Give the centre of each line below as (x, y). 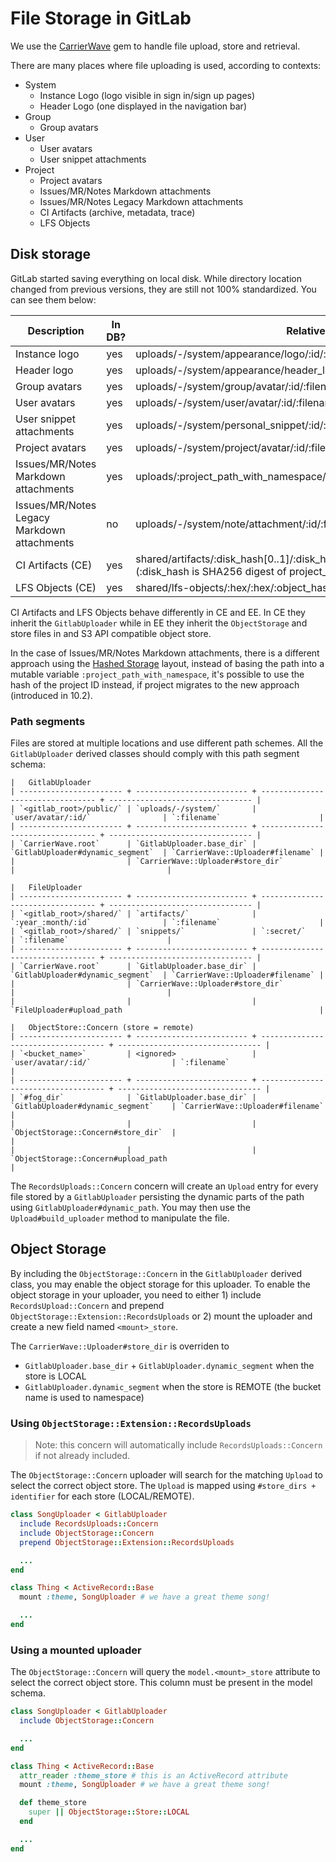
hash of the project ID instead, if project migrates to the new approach (155, 684)
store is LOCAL (55, 1376)
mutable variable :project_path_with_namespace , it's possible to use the (157, 674)
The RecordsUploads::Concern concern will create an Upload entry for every (164, 1186)
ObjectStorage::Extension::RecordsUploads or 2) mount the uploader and (161, 1316)
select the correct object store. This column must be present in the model (161, 1683)
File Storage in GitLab (101, 18)
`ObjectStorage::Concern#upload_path (89, 1159)
